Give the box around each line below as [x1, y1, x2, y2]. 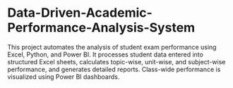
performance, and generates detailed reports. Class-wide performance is [7, 65, 221, 73]
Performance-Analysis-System [7, 20, 196, 36]
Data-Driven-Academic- [7, 5, 153, 21]
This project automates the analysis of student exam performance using [7, 43, 217, 51]
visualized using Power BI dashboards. [7, 72, 120, 81]
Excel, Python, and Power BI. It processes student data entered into [7, 50, 203, 59]
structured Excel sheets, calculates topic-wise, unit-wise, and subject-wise [7, 57, 226, 66]
